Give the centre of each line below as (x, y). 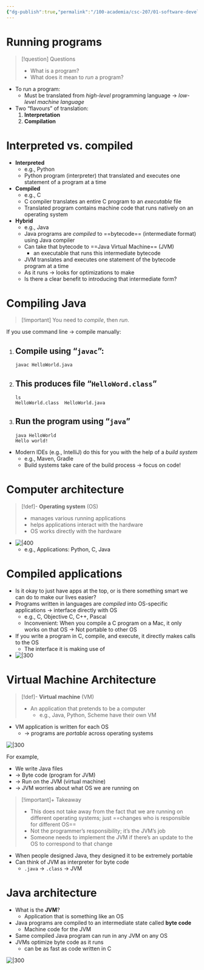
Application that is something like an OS (74, 916)
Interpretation (42, 115)
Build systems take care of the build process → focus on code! (102, 465)
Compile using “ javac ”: (59, 351)
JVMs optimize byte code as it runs (59, 942)
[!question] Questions (48, 59)
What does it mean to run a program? (77, 77)
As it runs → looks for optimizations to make (79, 272)
